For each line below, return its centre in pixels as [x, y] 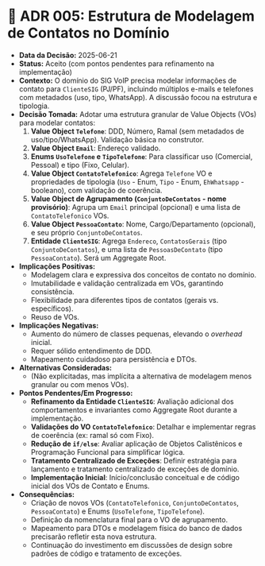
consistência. [52, 291]
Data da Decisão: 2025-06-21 [68, 55]
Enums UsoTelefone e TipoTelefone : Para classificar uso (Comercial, [142, 156]
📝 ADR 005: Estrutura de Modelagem [131, 16]
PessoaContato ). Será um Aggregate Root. [98, 258]
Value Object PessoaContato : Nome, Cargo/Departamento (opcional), [143, 224]
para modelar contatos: [57, 122]
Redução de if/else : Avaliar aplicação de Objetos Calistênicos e [136, 444]
